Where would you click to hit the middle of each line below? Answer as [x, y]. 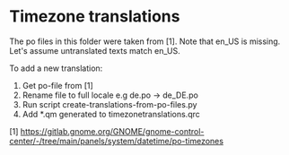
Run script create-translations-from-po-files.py [109, 104]
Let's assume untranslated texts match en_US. [95, 50]
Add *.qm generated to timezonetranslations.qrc [111, 114]
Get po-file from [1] [58, 85]
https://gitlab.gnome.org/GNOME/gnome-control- [112, 131]
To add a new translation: [56, 68]
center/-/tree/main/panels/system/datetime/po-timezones [117, 141]
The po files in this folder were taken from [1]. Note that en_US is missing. [145, 41]
